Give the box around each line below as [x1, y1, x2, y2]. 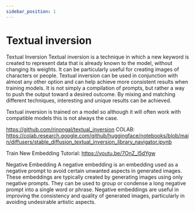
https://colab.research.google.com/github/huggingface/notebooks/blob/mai [6, 132, 189, 139]
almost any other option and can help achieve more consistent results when [6, 78, 189, 85]
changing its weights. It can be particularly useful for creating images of [6, 66, 179, 73]
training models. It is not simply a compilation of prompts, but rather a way [6, 84, 185, 91]
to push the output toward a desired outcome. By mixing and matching [6, 90, 176, 97]
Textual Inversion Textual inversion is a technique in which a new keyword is [6, 53, 189, 60]
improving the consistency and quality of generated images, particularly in [6, 192, 185, 199]
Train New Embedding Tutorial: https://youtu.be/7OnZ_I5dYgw [6, 149, 156, 156]
